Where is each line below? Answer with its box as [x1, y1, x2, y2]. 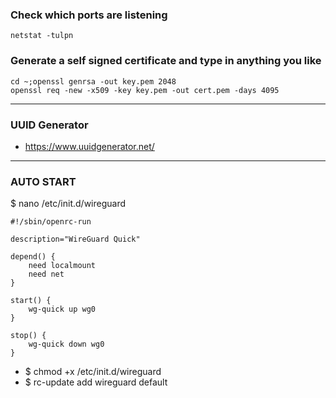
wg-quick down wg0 [28, 339, 105, 350]
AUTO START [10, 174, 77, 188]
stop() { [10, 331, 47, 341]
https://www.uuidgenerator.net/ [24, 140, 155, 152]
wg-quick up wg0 [28, 304, 97, 315]
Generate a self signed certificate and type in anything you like [10, 54, 322, 68]
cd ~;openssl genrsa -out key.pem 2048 [10, 76, 177, 87]
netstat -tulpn [10, 31, 74, 41]
